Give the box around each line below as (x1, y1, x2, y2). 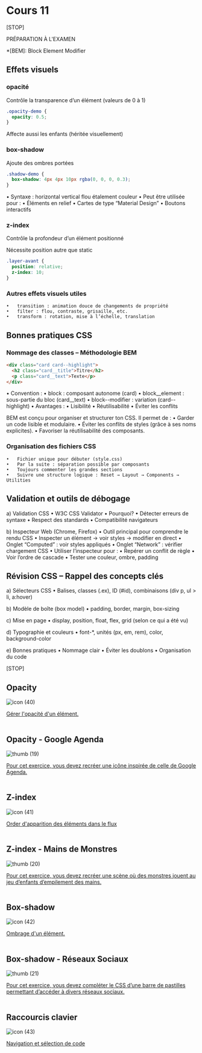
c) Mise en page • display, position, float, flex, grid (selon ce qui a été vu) (6, 617, 189, 624)
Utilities (6, 477, 31, 483)
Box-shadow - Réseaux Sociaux (6, 954, 128, 964)
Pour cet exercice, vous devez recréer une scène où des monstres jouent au (6, 872, 196, 879)
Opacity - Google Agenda (6, 734, 104, 745)
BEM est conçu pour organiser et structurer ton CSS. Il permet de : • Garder (6, 414, 195, 422)
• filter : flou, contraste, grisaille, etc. (6, 308, 128, 315)
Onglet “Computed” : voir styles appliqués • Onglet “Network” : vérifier (6, 541, 183, 548)
